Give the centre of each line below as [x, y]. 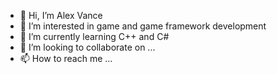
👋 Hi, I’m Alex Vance [61, 15]
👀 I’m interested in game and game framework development [143, 26]
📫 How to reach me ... [66, 58]
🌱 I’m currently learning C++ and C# [94, 36]
